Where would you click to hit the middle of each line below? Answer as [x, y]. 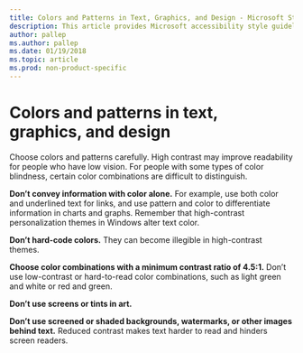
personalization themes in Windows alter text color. [105, 222]
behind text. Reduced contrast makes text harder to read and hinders [138, 330]
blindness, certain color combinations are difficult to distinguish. [129, 176]
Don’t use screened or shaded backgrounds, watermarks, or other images [151, 320]
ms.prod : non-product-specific [68, 69]
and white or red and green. [61, 286]
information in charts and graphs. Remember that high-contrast [127, 212]
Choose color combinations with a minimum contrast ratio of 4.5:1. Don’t [148, 266]
